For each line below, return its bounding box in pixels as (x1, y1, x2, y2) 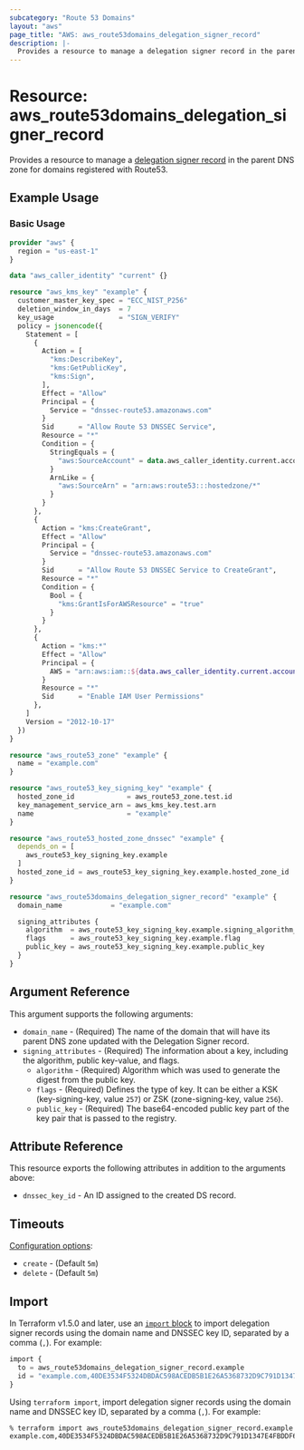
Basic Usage (9, 217, 66, 230)
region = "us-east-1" (17, 246, 100, 256)
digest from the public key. (35, 1074, 136, 1085)
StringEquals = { (49, 448, 116, 457)
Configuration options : (9, 1241, 93, 1252)
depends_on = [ (17, 842, 75, 852)
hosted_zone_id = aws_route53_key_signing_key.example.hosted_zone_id (17, 867, 290, 876)
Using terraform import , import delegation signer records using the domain (9, 1397, 291, 1407)
